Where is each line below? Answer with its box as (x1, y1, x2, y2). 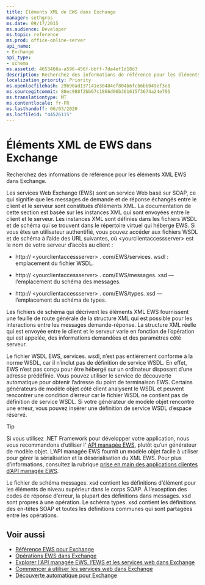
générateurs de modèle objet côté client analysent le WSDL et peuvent (6, 385, 184, 392)
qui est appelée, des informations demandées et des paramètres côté (6, 334, 181, 341)
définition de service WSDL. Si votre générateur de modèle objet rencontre (6, 398, 195, 406)
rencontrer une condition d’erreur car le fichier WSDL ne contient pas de (6, 392, 189, 399)
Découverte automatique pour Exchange (15, 572, 117, 579)
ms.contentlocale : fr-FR (6, 100, 70, 106)
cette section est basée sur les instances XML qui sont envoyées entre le (6, 209, 190, 216)
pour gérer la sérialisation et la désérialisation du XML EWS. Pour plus (6, 454, 182, 462)
